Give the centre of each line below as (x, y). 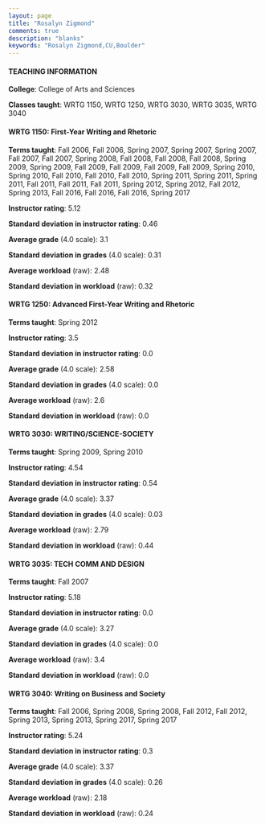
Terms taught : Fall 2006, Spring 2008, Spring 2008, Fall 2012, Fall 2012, (128, 712)
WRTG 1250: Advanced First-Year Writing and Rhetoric (102, 304)
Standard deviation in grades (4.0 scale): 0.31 (85, 255)
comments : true (34, 31)
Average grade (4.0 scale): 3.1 (58, 239)
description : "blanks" (46, 38)
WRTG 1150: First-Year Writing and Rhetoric (83, 131)
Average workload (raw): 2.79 (59, 529)
